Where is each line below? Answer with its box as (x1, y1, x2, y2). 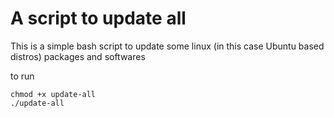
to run (10, 70, 35, 82)
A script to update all (10, 7, 187, 30)
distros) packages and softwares (10, 50, 146, 62)
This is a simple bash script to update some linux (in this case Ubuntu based (10, 40, 325, 52)
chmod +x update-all (10, 89, 97, 99)
